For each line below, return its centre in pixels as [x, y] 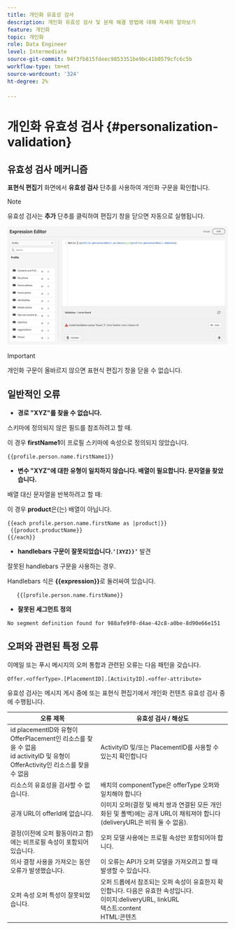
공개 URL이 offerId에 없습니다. [52, 813]
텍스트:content [121, 908]
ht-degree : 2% [28, 81]
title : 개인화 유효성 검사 [41, 15]
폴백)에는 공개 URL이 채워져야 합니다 [171, 813]
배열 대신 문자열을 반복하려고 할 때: [55, 494]
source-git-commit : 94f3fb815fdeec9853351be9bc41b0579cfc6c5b [100, 60]
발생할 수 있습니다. [126, 870]
